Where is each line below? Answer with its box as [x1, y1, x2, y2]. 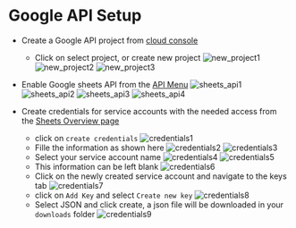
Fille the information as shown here [34, 142, 165, 153]
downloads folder [34, 208, 96, 219]
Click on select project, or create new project [34, 52, 201, 63]
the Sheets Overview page [21, 115, 120, 126]
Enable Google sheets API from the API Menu [21, 79, 189, 89]
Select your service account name [34, 151, 162, 162]
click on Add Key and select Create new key [34, 190, 193, 200]
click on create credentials [34, 132, 139, 143]
